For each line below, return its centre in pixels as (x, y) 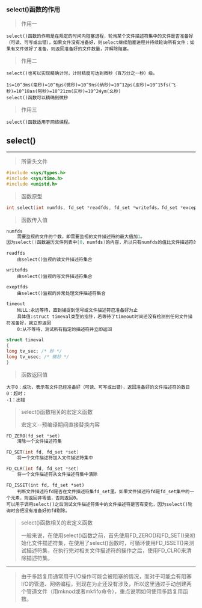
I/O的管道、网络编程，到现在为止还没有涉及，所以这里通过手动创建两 (106, 583)
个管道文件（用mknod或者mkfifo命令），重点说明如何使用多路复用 (102, 591)
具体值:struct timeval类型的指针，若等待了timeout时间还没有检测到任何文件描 (105, 317)
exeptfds (17, 287)
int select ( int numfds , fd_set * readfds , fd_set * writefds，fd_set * (95, 208)
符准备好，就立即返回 (29, 323)
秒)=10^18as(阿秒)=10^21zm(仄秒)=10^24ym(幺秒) (64, 91)
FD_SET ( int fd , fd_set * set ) (43, 452)
